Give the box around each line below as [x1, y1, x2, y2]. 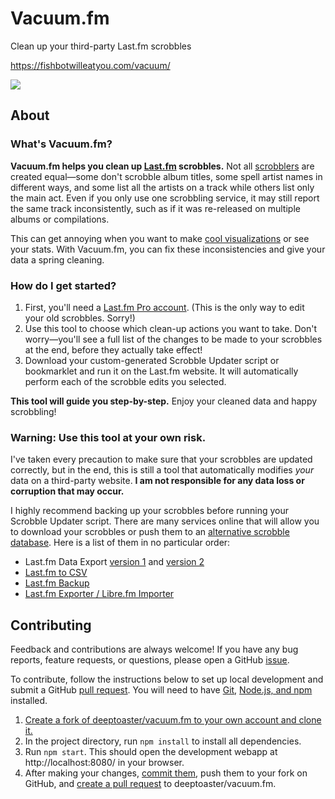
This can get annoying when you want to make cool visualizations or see [10, 232, 310, 244]
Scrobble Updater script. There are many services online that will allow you [10, 515, 320, 527]
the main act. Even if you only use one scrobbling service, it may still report [10, 192, 320, 204]
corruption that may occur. [10, 485, 125, 497]
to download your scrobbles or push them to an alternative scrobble [10, 526, 290, 538]
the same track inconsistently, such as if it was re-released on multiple [10, 202, 301, 214]
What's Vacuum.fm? [10, 137, 113, 151]
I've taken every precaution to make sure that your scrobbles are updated [10, 453, 313, 466]
